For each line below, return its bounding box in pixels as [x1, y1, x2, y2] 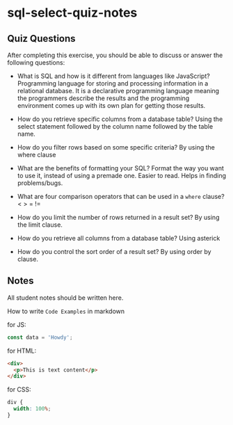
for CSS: [7, 385, 31, 394]
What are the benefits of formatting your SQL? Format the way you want [17, 164, 225, 172]
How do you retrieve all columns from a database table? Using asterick [17, 234, 220, 242]
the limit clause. [17, 220, 63, 229]
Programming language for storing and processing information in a [17, 79, 209, 88]
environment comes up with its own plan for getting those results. [17, 102, 206, 109]
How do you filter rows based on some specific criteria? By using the [17, 143, 216, 151]
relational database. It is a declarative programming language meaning [17, 87, 220, 95]
